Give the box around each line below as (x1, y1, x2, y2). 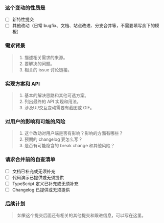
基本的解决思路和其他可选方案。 (24, 93, 89, 98)
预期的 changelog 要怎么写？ (24, 136, 83, 142)
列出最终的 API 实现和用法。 (24, 98, 81, 104)
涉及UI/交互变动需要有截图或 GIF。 (24, 105, 94, 111)
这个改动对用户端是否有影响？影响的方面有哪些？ (24, 130, 123, 136)
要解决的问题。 (24, 61, 55, 66)
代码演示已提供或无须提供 (12, 174, 64, 180)
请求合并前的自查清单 (5, 156, 55, 163)
